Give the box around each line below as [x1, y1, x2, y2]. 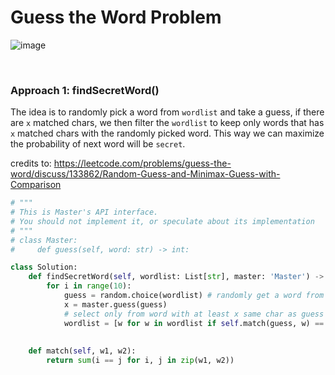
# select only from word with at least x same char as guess [63, 309, 325, 319]
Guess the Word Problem [10, 6, 222, 29]
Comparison [10, 179, 62, 191]
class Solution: [10, 262, 78, 273]
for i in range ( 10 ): [46, 281, 132, 291]
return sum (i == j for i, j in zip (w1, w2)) [46, 356, 235, 366]
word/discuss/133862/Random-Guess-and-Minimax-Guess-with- [10, 168, 281, 180]
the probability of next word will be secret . [10, 138, 186, 150]
